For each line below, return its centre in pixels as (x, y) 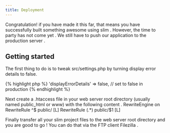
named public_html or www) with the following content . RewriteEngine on (83, 105)
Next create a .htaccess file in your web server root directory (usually (78, 99)
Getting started (30, 57)
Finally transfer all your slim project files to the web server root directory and (85, 120)
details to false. (21, 74)
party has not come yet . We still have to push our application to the (76, 35)
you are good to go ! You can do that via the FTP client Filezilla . (72, 125)
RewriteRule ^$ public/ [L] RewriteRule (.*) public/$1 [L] (63, 110)
